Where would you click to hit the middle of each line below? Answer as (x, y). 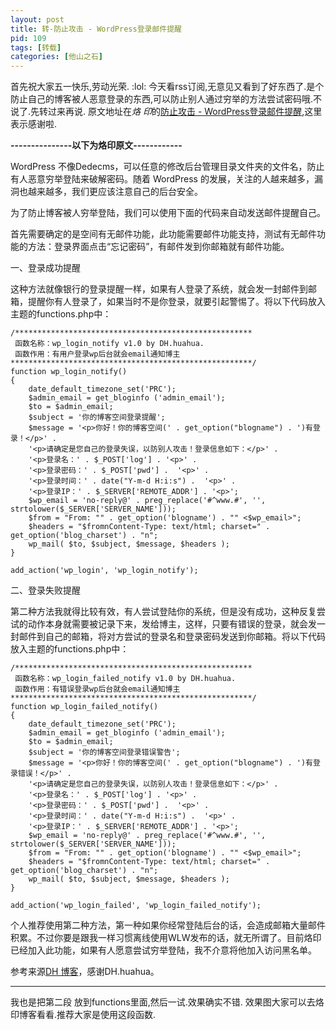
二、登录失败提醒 (45, 590)
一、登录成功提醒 (45, 268)
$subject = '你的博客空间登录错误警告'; (104, 752)
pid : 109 (28, 38)
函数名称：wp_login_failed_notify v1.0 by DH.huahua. (125, 679)
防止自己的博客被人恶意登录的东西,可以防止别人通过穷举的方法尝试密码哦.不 (166, 99)
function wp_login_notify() (69, 372)
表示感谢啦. (34, 124)
